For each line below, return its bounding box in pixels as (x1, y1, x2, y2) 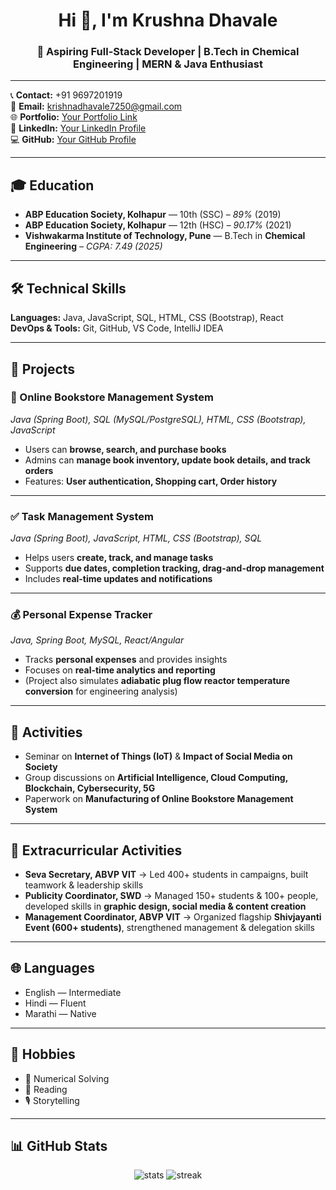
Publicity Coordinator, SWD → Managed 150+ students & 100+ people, (24, 890, 319, 902)
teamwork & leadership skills (24, 879, 144, 891)
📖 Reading (24, 1083, 68, 1095)
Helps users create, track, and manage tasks (24, 552, 214, 564)
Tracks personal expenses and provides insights (24, 654, 228, 666)
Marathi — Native (24, 1007, 97, 1019)
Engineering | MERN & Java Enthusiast (73, 57, 263, 71)
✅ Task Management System (10, 509, 154, 523)
